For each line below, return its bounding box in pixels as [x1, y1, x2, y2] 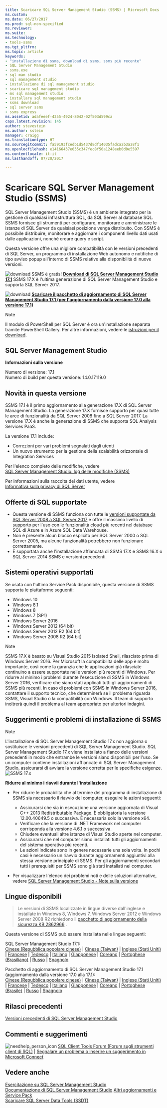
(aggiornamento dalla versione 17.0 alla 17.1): [5, 972, 96, 978]
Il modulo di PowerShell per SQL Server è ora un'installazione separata [5, 321, 151, 327]
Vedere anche [5, 1068, 50, 1077]
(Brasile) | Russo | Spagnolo [5, 988, 62, 994]
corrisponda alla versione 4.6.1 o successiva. [19, 826, 112, 832]
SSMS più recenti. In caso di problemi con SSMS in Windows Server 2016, [5, 685, 157, 691]
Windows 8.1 [12, 602, 38, 608]
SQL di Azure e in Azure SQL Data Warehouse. [12, 527, 108, 533]
